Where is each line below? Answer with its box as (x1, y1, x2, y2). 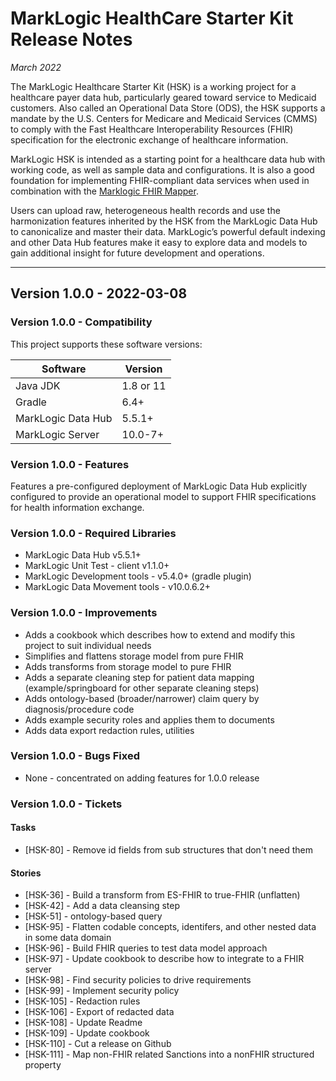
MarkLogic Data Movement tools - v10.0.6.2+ (24, 581, 212, 593)
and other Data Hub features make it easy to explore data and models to (10, 236, 308, 248)
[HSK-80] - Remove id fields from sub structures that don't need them (24, 843, 313, 856)
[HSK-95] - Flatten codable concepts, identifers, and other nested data (24, 921, 317, 933)
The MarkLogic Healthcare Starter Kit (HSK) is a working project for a (10, 80, 297, 92)
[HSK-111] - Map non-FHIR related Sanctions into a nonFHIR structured (24, 1048, 315, 1061)
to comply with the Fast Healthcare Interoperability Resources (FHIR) (10, 123, 294, 135)
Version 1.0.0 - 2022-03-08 (10, 285, 188, 302)
